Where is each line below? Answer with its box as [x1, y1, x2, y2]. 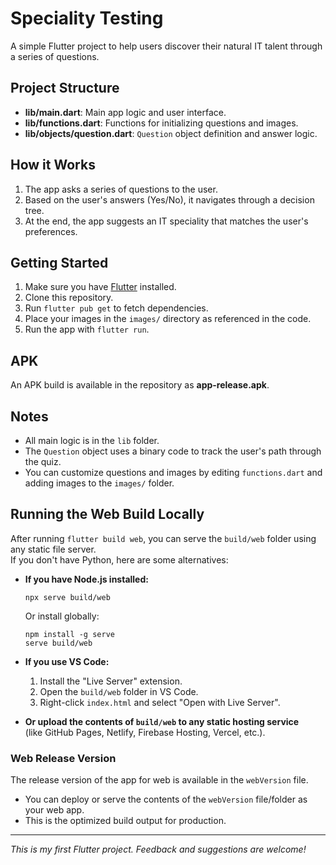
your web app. [24, 804, 85, 816]
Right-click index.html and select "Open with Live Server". [39, 696, 281, 708]
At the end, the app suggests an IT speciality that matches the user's [24, 215, 309, 227]
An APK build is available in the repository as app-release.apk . [10, 379, 270, 391]
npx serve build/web [24, 592, 111, 602]
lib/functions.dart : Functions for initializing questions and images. [24, 117, 299, 129]
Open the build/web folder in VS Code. [39, 685, 199, 697]
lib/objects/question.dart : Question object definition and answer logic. [24, 127, 318, 139]
